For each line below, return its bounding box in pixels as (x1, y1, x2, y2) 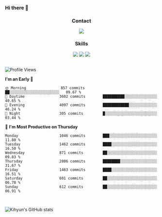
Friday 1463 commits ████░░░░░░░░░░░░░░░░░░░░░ (5, 167, 158, 172)
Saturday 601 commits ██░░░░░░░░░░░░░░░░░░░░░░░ (5, 176, 158, 181)
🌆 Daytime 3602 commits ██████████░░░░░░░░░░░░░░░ (5, 94, 158, 99)
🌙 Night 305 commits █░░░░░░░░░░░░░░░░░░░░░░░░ (5, 111, 158, 116)
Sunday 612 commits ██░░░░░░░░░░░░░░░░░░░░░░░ (5, 184, 158, 189)
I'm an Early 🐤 (5, 76, 33, 82)
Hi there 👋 (5, 4, 29, 11)
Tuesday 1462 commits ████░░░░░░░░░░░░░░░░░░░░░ (5, 142, 158, 146)
